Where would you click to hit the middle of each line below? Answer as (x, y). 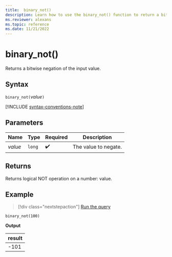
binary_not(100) (23, 216)
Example (19, 194)
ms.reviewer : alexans (28, 19)
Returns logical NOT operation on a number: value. (59, 178)
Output (13, 226)
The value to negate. (97, 147)
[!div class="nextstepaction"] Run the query (64, 207)
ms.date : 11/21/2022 (27, 29)
